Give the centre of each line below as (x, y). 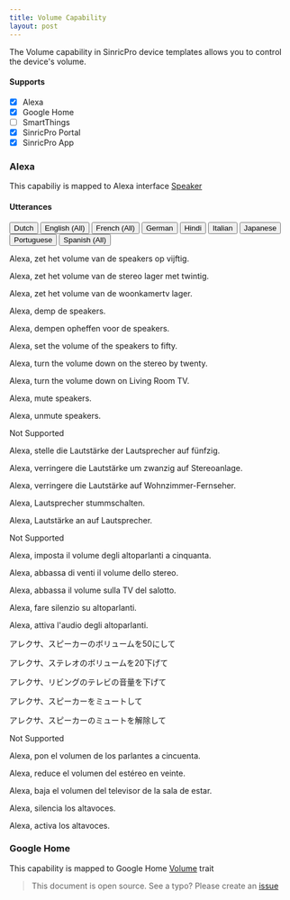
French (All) (115, 227)
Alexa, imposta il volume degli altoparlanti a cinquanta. (110, 555)
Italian (223, 227)
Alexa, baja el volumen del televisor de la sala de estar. (111, 790)
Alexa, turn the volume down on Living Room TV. (100, 380)
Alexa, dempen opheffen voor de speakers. (90, 328)
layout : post (34, 26)
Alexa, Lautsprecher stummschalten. (77, 503)
